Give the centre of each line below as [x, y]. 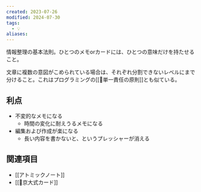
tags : [13, 23]
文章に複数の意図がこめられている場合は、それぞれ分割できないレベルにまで [101, 72]
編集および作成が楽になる [46, 131]
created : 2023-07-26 [32, 12]
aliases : [17, 34]
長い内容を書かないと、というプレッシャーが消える [87, 138]
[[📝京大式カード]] [36, 182]
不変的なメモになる [39, 116]
